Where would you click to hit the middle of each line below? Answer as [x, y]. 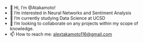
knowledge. [22, 29]
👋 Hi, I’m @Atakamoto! [33, 8]
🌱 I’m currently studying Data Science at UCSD [57, 18]
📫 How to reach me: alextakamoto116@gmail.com [61, 34]
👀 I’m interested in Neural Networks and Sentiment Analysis [71, 13]
